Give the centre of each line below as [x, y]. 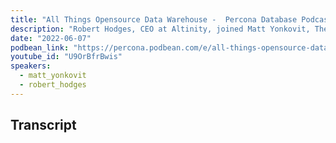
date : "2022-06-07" [51, 38]
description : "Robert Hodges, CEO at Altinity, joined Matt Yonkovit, [160, 29]
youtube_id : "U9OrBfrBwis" [66, 57]
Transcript [43, 125]
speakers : [31, 66]
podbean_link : [40, 47]
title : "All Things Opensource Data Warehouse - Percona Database [154, 19]
